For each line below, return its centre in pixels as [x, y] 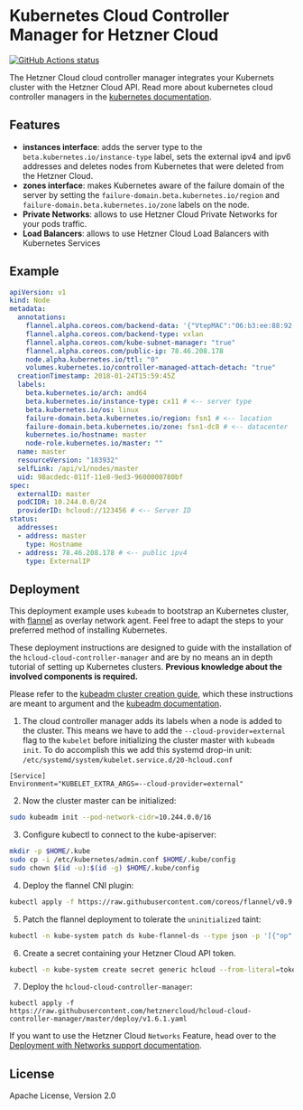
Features [35, 125]
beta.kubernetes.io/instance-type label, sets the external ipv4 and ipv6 [156, 156]
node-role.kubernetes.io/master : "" [95, 444]
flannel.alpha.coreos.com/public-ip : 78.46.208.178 [124, 351]
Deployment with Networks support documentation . [106, 1046]
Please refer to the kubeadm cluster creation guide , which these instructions [151, 694]
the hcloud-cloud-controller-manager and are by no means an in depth [141, 657]
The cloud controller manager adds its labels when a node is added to [152, 721]
